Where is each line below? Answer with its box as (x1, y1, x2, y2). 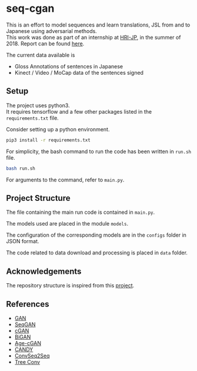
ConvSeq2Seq (14, 352, 50, 359)
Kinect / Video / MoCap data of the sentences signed (14, 69, 144, 76)
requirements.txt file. (6, 114, 59, 121)
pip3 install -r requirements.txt (6, 137, 91, 143)
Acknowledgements (6, 266, 82, 276)
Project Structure (6, 193, 71, 203)
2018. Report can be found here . (6, 40, 85, 47)
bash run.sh (6, 165, 35, 171)
